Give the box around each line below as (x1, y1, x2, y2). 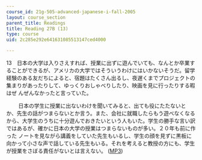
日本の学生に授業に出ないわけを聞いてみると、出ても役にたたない (17, 102, 182, 109)
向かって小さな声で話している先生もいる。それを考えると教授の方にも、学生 (6, 140, 195, 147)
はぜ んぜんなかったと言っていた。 (6, 90, 92, 96)
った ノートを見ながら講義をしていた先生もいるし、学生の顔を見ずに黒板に (6, 132, 192, 139)
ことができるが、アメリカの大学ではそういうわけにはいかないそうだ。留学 (11, 67, 195, 74)
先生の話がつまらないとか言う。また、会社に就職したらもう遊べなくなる (16, 109, 195, 117)
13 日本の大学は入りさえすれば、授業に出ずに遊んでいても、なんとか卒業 (6, 60, 191, 66)
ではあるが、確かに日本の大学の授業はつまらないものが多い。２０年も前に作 (6, 125, 196, 132)
